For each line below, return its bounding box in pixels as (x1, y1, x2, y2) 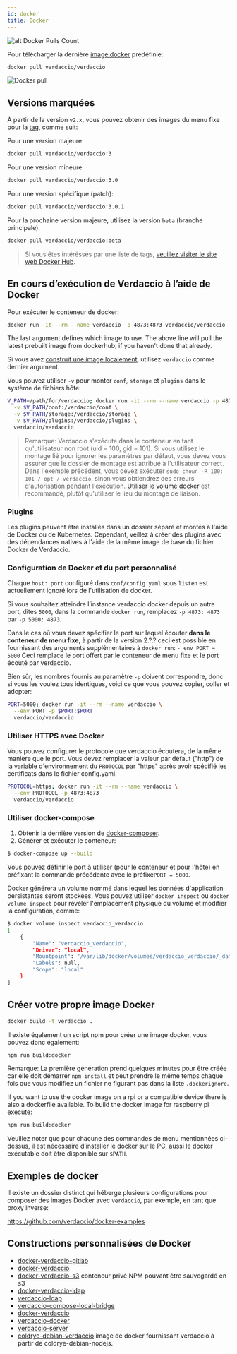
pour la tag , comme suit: (7, 123, 78, 131)
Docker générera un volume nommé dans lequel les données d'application (7, 884, 224, 893)
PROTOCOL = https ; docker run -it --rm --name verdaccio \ (7, 783, 178, 791)
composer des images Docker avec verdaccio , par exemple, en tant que (7, 1196, 217, 1204)
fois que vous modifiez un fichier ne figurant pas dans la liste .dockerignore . (7, 1079, 229, 1088)
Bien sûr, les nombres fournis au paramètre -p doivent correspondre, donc (7, 672, 224, 681)
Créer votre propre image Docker (7, 999, 155, 1011)
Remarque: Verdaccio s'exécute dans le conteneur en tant (24, 436, 194, 445)
